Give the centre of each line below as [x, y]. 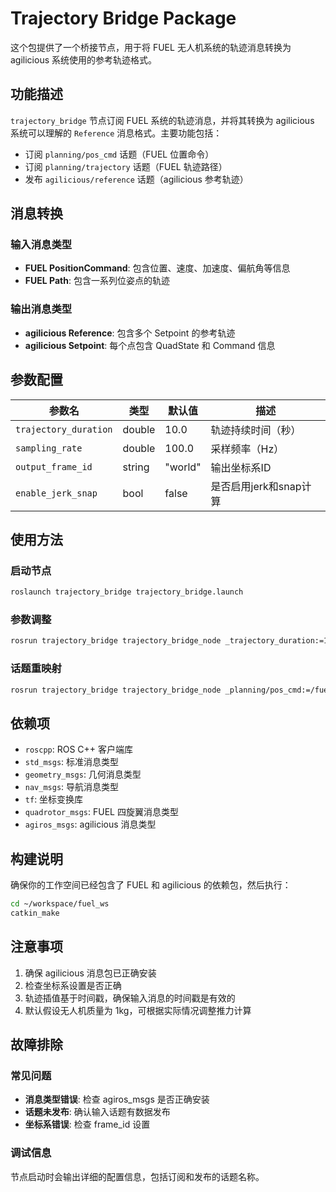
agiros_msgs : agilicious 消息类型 [90, 824]
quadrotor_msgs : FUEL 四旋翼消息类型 [101, 812]
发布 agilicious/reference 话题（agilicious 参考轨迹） [136, 179]
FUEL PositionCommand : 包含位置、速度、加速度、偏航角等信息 [157, 268]
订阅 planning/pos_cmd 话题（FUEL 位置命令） [119, 154]
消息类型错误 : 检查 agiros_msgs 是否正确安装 [117, 1099]
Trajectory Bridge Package [123, 18]
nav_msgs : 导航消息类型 [72, 787]
